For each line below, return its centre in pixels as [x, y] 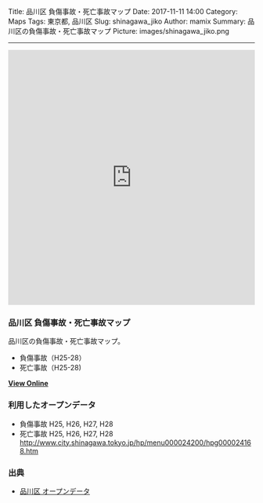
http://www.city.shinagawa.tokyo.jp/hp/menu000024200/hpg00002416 [135, 443]
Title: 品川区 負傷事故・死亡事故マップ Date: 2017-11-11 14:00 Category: [123, 11]
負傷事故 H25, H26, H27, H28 [66, 424]
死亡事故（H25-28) [50, 368]
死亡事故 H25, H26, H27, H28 [66, 433]
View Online [28, 384]
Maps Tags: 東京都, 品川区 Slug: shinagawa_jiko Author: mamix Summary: [127, 21]
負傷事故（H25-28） [52, 358]
